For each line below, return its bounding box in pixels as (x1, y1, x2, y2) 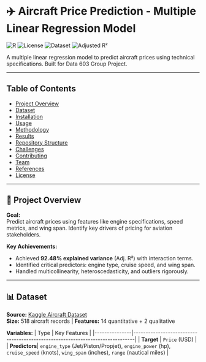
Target (141, 336, 159, 343)
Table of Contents (6, 83, 77, 94)
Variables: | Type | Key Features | (6, 330, 92, 337)
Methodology (15, 126, 50, 133)
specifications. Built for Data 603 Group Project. (6, 60, 128, 67)
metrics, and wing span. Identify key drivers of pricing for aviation (6, 224, 173, 232)
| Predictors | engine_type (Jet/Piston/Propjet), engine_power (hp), (6, 342, 171, 350)
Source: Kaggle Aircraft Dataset (6, 311, 88, 319)
